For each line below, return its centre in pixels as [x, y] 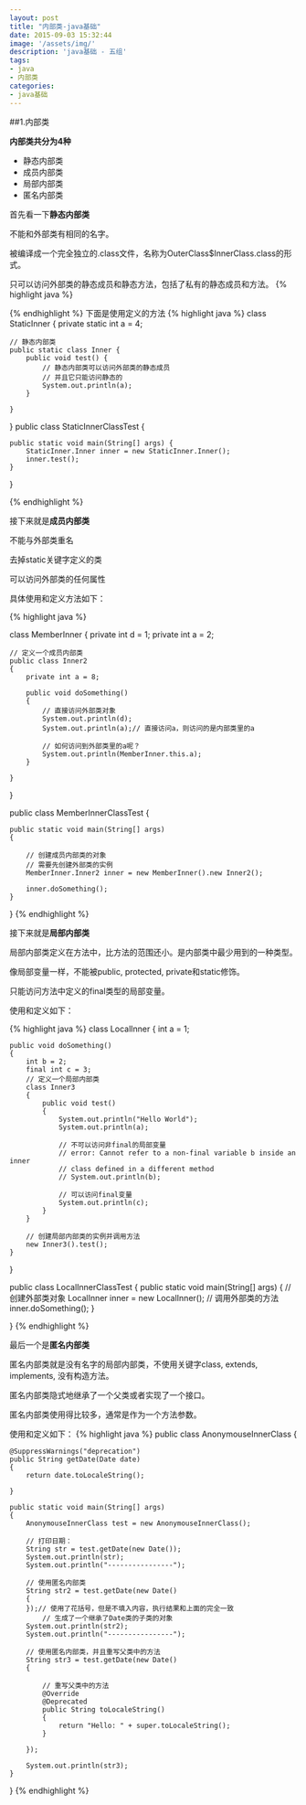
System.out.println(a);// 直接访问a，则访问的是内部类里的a [148, 728]
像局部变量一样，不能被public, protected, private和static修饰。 [127, 971]
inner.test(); [53, 459]
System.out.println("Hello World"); [128, 1119]
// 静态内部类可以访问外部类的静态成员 [106, 368]
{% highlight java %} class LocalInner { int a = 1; [100, 1029]
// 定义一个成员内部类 [47, 653]
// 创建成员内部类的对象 [66, 855]
